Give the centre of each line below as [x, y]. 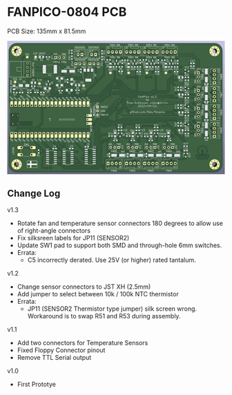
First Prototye [37, 385]
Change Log [34, 193]
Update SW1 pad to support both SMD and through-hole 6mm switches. [119, 245]
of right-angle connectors [54, 231]
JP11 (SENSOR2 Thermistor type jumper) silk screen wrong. [112, 309]
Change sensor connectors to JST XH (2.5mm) [84, 287]
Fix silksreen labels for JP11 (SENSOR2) [73, 238]
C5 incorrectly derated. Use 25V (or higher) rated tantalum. [112, 260]
